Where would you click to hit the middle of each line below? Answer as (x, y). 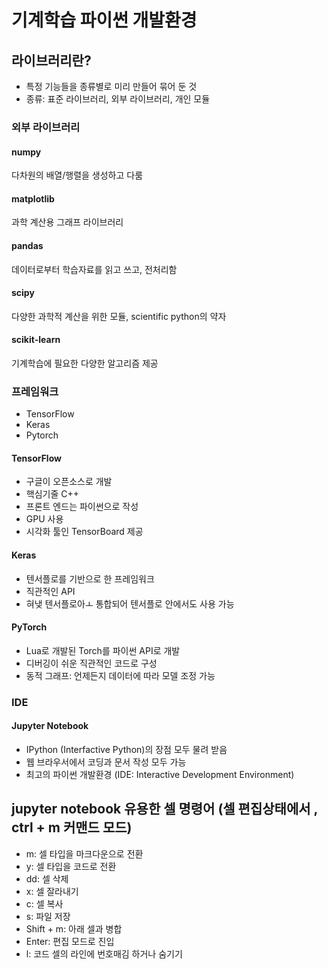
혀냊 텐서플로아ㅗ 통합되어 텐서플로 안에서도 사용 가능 (130, 603)
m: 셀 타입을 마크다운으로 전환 (84, 853)
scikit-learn (36, 340)
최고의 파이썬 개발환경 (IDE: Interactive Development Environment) (160, 774)
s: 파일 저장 (48, 916)
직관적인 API (50, 591)
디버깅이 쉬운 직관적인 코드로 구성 (91, 663)
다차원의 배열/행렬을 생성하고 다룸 (77, 175)
